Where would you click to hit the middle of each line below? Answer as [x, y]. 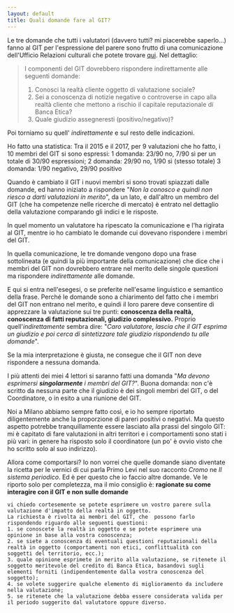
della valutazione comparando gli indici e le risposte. [83, 212]
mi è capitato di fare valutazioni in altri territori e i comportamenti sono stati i [117, 434]
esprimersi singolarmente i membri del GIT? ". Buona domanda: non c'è [110, 383]
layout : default [31, 14]
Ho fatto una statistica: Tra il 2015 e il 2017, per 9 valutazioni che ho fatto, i [114, 146]
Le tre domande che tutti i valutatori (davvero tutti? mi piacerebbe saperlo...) [117, 40]
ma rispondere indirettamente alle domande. [71, 276]
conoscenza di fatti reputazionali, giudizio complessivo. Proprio [102, 319]
